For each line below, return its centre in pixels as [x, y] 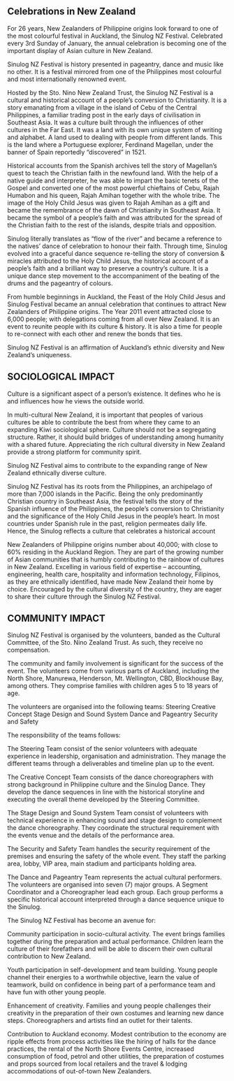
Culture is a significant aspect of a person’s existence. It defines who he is [114, 394]
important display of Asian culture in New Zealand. [80, 50]
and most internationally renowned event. [67, 79]
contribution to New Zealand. [49, 957]
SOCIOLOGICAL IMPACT [61, 377]
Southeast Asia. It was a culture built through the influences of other [105, 122]
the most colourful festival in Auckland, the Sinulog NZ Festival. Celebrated [115, 36]
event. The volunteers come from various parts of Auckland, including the [114, 671]
